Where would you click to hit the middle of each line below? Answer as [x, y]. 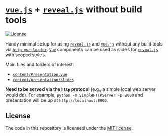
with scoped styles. [26, 55]
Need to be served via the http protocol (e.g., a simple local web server [80, 89]
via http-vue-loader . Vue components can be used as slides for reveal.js [82, 49]
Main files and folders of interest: [40, 64]
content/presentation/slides [43, 80]
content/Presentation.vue [40, 74]
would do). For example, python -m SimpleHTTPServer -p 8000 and [74, 95]
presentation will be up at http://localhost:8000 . [57, 100]
